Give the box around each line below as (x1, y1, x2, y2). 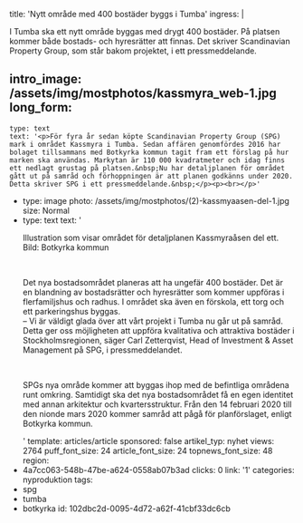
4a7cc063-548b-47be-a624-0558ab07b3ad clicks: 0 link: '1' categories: (22, 464, 295, 475)
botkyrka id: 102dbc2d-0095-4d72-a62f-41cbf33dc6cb (22, 503, 231, 514)
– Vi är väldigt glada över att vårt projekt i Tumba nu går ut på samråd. (22, 315, 283, 326)
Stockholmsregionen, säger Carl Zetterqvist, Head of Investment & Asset (22, 334, 294, 345)
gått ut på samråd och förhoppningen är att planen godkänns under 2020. (9, 171, 294, 180)
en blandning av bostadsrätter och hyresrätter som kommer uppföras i (22, 286, 285, 297)
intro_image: (9, 72, 82, 87)
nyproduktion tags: (22, 474, 93, 485)
